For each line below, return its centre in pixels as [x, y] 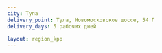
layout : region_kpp [35, 39]
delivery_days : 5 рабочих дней [52, 26]
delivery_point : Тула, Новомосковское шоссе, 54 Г [81, 20]
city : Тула [23, 13]
